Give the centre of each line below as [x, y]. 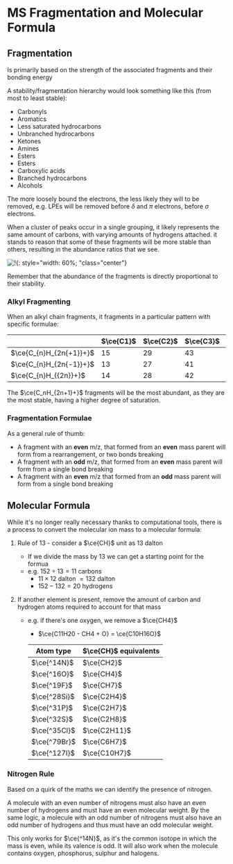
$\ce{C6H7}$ [104, 742]
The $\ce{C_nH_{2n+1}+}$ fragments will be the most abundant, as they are [116, 393]
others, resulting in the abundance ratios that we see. [83, 249]
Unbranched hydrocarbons [56, 134]
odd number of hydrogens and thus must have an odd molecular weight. [110, 824]
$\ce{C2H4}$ [104, 696]
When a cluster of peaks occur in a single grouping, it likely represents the [113, 227]
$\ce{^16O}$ [52, 674]
